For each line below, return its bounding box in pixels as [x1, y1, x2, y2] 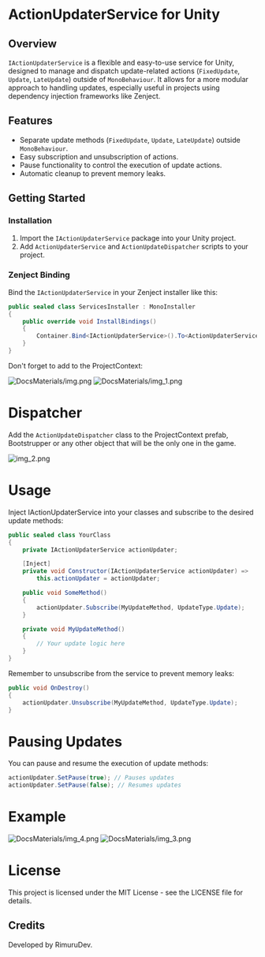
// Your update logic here [36, 640, 125, 648]
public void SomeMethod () [22, 589, 108, 597]
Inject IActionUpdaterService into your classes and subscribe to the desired [8, 507, 254, 517]
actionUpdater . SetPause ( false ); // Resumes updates [8, 781, 181, 790]
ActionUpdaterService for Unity [8, 6, 221, 24]
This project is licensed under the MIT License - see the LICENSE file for [8, 888, 243, 897]
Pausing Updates [8, 732, 122, 750]
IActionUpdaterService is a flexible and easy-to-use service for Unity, [8, 58, 235, 67]
